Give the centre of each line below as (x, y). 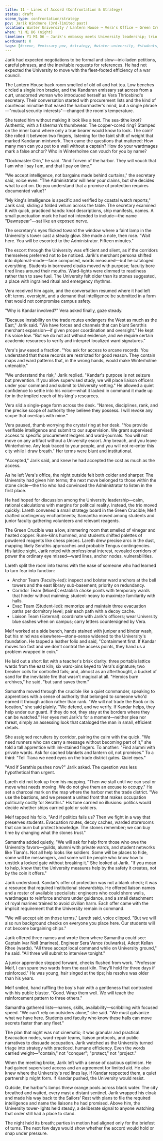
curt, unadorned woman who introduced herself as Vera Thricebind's (74, 95)
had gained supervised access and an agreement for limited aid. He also (77, 1067)
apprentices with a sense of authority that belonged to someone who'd (76, 696)
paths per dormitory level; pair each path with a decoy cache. (73, 611)
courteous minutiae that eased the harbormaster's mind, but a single (73, 105)
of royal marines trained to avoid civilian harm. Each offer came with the (77, 903)
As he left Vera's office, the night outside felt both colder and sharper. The (79, 475)
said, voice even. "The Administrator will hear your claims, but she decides (80, 180)
